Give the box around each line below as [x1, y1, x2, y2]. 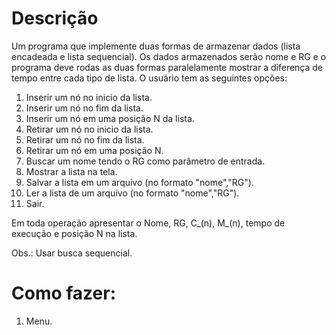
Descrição [11, 7, 99, 30]
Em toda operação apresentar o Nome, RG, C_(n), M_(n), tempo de [11, 217, 286, 229]
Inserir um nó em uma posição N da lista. [25, 112, 195, 124]
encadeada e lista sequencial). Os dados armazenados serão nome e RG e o [11, 50, 327, 62]
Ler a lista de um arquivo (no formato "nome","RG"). [25, 187, 240, 199]
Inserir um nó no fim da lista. [25, 102, 144, 114]
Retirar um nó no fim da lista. [25, 133, 145, 146]
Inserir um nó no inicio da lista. [25, 91, 153, 103]
